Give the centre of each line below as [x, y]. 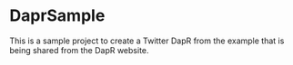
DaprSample [57, 16]
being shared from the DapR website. [79, 50]
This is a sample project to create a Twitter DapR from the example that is [147, 41]
